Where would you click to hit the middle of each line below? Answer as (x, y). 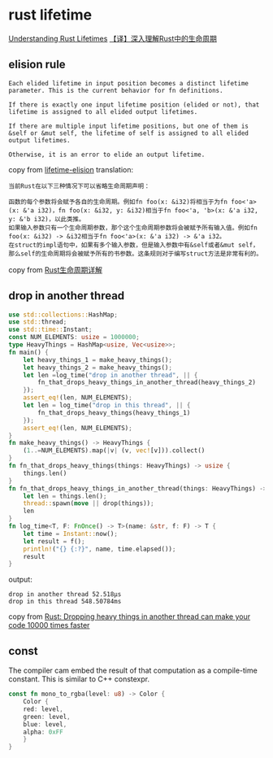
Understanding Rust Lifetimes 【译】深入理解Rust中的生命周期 (113, 38)
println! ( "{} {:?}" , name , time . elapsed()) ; (100, 549)
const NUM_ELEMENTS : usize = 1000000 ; (74, 338)
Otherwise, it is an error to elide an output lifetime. (107, 155)
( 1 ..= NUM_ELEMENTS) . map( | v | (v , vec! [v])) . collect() (114, 451)
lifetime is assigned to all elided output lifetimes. (103, 111)
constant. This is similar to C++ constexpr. (79, 679)
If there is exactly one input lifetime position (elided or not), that (134, 105)
